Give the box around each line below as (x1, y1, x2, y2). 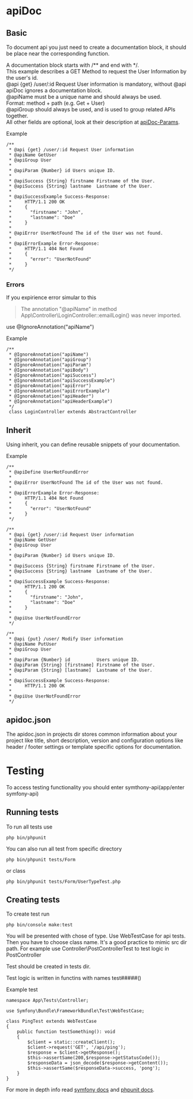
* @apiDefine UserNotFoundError (8, 469, 89, 475)
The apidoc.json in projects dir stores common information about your (6, 730, 178, 737)
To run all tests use (6, 823, 53, 830)
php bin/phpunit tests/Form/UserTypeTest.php (6, 879, 121, 885)
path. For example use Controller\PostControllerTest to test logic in (6, 945, 169, 952)
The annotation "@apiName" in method (20, 306, 117, 313)
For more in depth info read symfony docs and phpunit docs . (6, 1086, 155, 1094)
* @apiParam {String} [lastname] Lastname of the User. (8, 667, 153, 674)
